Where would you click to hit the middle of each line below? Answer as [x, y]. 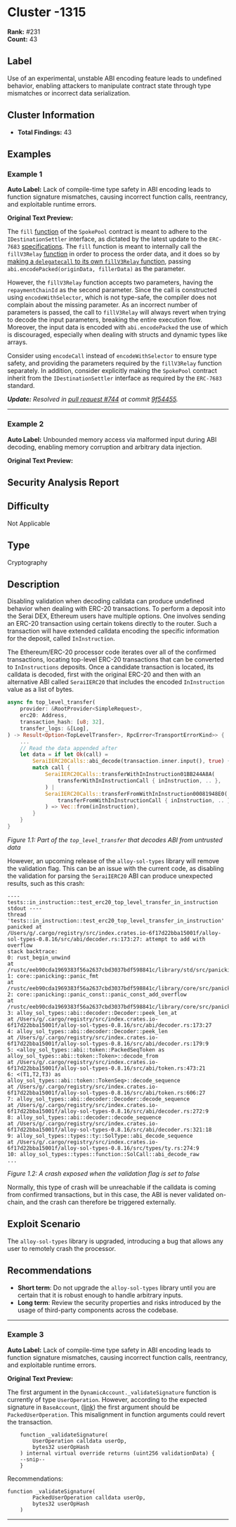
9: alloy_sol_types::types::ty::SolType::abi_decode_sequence [100, 1136]
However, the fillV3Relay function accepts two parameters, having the [110, 282]
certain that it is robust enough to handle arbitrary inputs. [100, 1295]
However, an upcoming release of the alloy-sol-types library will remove [113, 860]
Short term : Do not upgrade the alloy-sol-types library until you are [117, 1287]
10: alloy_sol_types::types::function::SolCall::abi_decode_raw [103, 1154]
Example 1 [25, 174]
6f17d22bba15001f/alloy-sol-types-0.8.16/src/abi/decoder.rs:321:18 [110, 1129]
